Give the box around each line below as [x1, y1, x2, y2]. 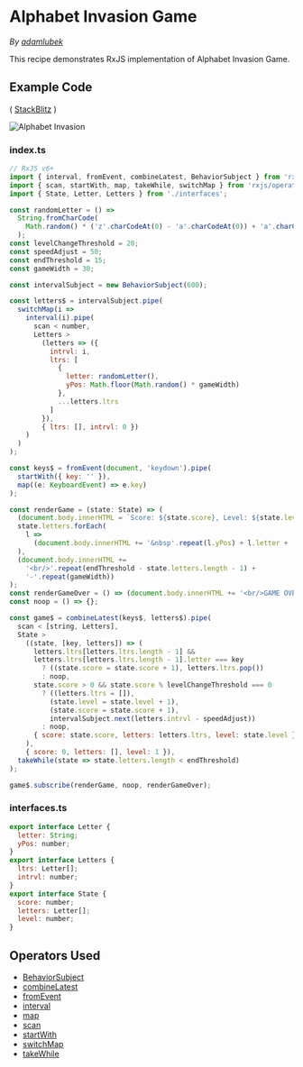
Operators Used [9, 948, 101, 963]
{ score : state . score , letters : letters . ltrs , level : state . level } [32, 731, 297, 740]
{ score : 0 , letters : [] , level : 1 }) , [25, 748, 176, 757]
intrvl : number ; [17, 872, 78, 882]
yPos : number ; [17, 839, 70, 848]
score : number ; [17, 898, 75, 907]
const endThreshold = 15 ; [9, 255, 106, 265]
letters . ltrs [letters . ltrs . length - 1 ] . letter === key [32, 655, 244, 664]
